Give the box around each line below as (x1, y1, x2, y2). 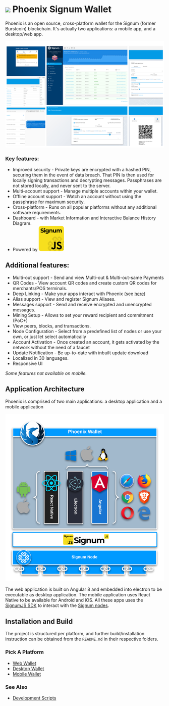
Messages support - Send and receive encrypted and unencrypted (12, 301, 152, 307)
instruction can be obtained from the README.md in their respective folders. (5, 636, 158, 642)
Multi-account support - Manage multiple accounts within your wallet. (12, 188, 158, 194)
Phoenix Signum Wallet (12, 4, 112, 15)
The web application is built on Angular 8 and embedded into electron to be (5, 586, 162, 592)
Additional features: (5, 261, 70, 270)
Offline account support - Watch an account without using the (12, 193, 142, 199)
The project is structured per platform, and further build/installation (5, 631, 145, 637)
